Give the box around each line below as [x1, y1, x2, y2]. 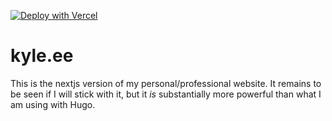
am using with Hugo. [10, 98, 96, 110]
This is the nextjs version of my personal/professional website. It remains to [10, 77, 322, 89]
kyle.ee [10, 45, 74, 67]
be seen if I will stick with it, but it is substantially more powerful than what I [10, 88, 322, 100]
